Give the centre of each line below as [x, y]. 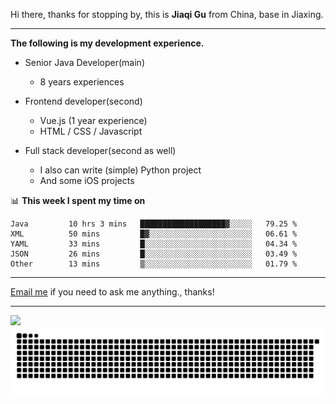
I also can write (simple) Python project [120, 170]
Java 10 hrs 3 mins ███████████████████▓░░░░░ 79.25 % [154, 224]
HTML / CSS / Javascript [91, 131]
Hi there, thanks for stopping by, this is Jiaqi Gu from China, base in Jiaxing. [167, 14]
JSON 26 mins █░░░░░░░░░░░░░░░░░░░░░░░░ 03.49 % [154, 254]
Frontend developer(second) [83, 101]
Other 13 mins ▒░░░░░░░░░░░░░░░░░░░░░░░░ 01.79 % [154, 264]
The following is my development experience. [107, 43]
